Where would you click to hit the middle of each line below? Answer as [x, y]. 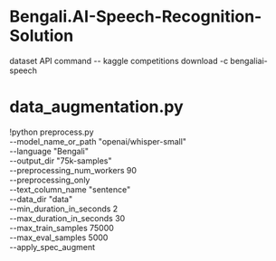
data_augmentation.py [96, 107]
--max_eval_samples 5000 [59, 238]
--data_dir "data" [41, 199]
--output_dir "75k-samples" [61, 161]
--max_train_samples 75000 [62, 228]
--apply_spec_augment [52, 247]
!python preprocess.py [52, 132]
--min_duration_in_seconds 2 [64, 209]
